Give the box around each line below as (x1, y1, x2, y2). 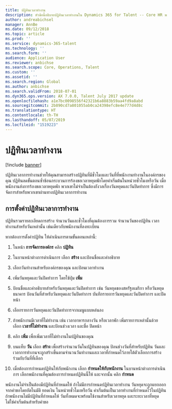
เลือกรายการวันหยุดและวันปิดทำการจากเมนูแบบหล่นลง (12, 307, 104, 313)
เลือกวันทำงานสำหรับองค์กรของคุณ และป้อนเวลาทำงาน (12, 265, 104, 271)
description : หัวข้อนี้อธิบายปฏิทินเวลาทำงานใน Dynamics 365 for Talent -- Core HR (5, 12, 163, 17)
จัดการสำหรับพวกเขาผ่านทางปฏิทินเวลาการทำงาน (5, 189, 87, 195)
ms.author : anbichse (5, 84, 50, 89)
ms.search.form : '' (5, 50, 47, 55)
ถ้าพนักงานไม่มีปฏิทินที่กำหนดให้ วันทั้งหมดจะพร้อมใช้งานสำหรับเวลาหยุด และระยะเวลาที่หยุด (5, 393, 159, 399)
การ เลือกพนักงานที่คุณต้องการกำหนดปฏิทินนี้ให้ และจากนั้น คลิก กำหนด (12, 371, 134, 378)
